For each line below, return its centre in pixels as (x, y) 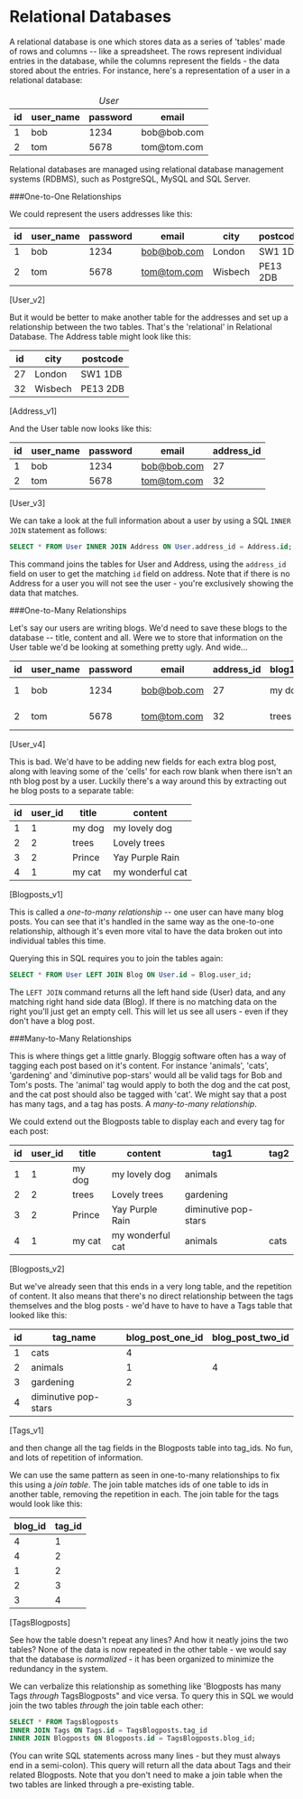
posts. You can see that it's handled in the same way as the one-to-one (142, 921)
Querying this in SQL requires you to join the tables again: (116, 958)
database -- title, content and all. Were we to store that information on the (146, 637)
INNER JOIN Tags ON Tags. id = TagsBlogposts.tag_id (108, 1730)
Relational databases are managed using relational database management (147, 169)
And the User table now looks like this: (81, 428)
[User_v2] (28, 299)
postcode (102, 359)
